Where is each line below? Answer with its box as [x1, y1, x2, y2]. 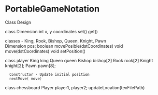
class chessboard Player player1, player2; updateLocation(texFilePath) [5, 84, 145, 90]
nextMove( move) [9, 76, 42, 81]
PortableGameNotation [5, 3, 100, 14]
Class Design [5, 19, 31, 25]
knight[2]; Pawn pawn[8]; [5, 63, 56, 68]
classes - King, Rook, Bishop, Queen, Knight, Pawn [5, 38, 106, 44]
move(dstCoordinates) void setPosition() [5, 48, 86, 54]
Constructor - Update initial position [9, 72, 90, 77]
